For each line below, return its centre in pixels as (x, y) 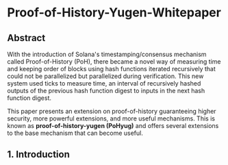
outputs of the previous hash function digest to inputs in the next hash (106, 91)
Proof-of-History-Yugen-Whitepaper (114, 13)
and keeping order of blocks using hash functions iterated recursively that (111, 69)
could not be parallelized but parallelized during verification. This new (105, 76)
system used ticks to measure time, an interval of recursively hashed (104, 83)
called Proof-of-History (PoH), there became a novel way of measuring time (114, 62)
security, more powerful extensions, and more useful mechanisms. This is (111, 118)
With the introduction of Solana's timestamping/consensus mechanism (107, 54)
